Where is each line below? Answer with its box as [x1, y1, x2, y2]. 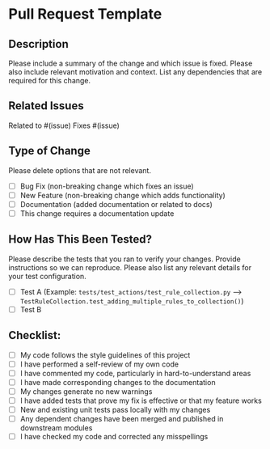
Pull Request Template [8, 5, 162, 23]
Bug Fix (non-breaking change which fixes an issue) [19, 181, 194, 191]
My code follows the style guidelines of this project [19, 349, 191, 360]
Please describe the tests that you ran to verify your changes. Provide [8, 254, 241, 264]
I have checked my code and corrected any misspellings [19, 432, 209, 442]
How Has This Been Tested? [8, 232, 152, 247]
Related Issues [8, 99, 84, 113]
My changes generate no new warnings [19, 386, 153, 396]
